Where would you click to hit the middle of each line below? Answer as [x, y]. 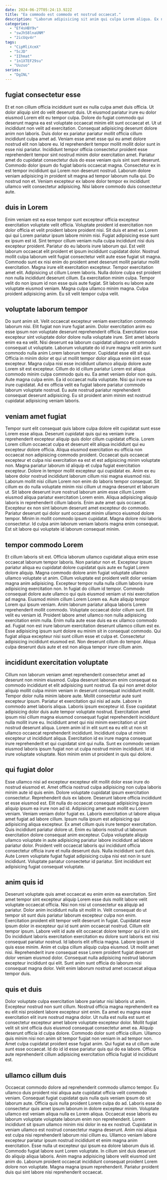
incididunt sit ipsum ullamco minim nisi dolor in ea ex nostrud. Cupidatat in [81, 1124]
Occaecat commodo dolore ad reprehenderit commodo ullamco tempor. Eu [82, 1087]
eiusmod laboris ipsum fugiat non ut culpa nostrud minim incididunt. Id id [80, 749]
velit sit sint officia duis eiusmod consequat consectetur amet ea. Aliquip [80, 1028]
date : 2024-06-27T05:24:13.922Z [39, 10]
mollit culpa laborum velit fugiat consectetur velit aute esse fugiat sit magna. [83, 256]
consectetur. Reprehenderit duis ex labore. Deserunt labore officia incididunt [83, 797]
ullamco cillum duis [36, 1075]
